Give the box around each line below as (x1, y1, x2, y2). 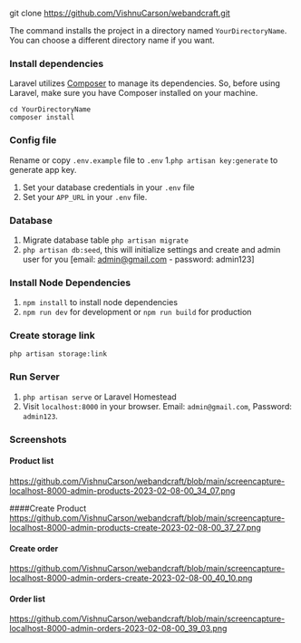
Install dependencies (9, 57, 104, 70)
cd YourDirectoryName (9, 105, 92, 114)
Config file (9, 134, 57, 147)
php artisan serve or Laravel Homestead (22, 391, 177, 402)
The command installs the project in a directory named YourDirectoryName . (9, 25, 287, 35)
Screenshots (9, 433, 67, 446)
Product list (9, 456, 54, 466)
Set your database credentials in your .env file (22, 181, 195, 193)
